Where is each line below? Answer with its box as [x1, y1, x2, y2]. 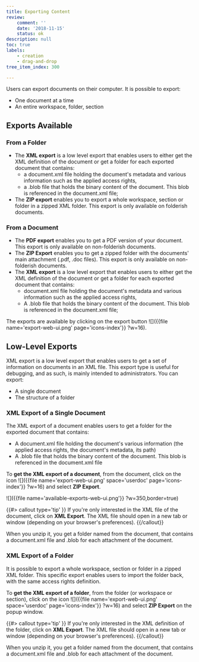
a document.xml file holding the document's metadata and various [23, 171, 187, 178]
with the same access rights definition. [6, 578, 101, 585]
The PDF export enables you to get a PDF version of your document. [14, 237, 183, 244]
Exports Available [6, 120, 73, 131]
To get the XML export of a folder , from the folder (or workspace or [6, 589, 172, 596]
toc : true [6, 42, 31, 48]
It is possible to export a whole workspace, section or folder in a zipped [6, 565, 181, 572]
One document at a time [14, 97, 74, 104]
